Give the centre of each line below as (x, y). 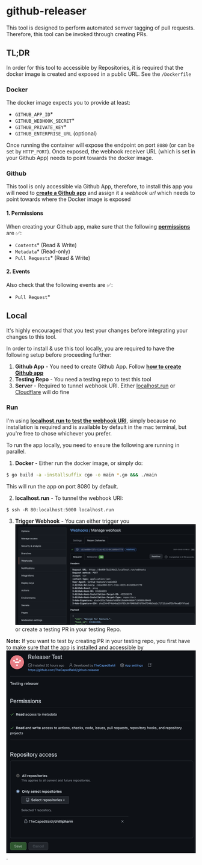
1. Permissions (25, 213)
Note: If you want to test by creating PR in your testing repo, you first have (98, 641)
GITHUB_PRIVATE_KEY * (41, 127)
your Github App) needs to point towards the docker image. (80, 158)
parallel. (16, 451)
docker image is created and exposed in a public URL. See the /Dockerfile (99, 74)
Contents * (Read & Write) (46, 245)
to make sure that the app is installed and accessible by (75, 647)
